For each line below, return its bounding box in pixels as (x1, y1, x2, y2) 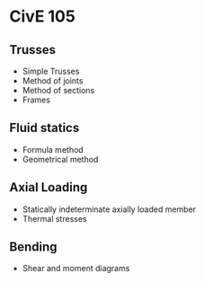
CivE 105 (9, 6, 76, 27)
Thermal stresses (22, 213, 87, 224)
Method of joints (22, 75, 84, 86)
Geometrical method (22, 154, 99, 164)
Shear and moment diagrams (22, 263, 130, 274)
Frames (22, 94, 51, 105)
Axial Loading (9, 180, 88, 195)
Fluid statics (9, 120, 80, 136)
